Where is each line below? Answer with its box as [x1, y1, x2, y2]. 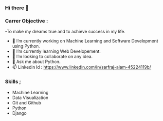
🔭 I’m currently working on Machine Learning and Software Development [12, 38, 158, 44]
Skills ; [5, 78, 21, 85]
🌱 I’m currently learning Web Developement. [12, 48, 101, 54]
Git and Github [12, 100, 41, 105]
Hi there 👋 [5, 4, 29, 11]
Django [12, 110, 27, 116]
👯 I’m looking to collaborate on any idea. [12, 54, 93, 60]
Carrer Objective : [5, 17, 48, 24]
